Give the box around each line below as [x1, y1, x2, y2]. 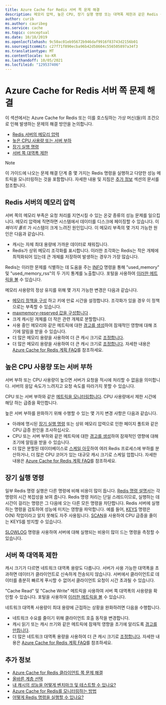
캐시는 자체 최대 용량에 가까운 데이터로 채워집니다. [12, 241, 109, 247]
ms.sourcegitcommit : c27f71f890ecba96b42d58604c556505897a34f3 [5, 44, 138, 49]
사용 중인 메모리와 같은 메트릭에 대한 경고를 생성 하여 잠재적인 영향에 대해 [12, 322, 152, 328]
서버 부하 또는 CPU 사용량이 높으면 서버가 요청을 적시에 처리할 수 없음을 [5, 376, 143, 383]
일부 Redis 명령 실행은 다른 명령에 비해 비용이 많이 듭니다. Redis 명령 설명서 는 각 [5, 488, 161, 494]
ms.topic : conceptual [5, 30, 50, 35]
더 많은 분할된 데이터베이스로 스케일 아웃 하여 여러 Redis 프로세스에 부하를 [12, 445, 154, 451]
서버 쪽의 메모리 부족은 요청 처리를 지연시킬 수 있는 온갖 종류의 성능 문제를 [5, 212, 147, 218]
